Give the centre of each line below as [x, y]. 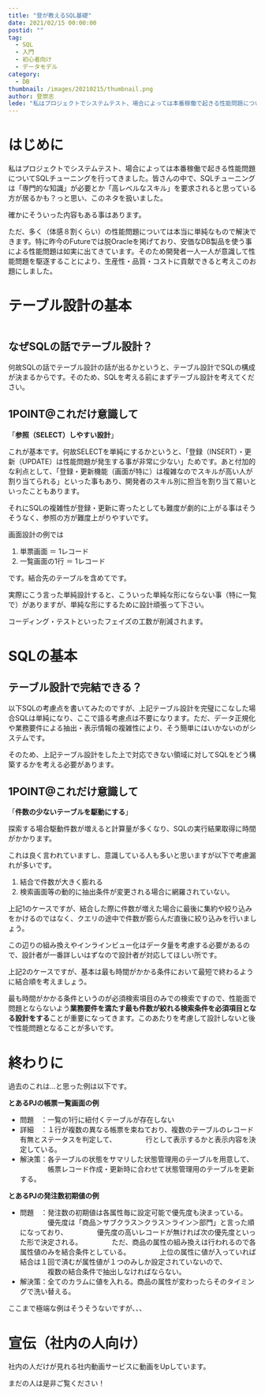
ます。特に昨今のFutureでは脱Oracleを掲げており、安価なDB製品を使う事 [133, 242]
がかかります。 [32, 838]
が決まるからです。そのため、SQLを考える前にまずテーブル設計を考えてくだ [131, 377]
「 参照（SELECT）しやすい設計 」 [63, 434]
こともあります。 [56, 491]
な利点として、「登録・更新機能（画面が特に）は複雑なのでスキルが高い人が [131, 471]
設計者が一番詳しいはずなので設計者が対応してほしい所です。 [121, 955]
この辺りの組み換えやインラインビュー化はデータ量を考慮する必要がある [125, 945]
